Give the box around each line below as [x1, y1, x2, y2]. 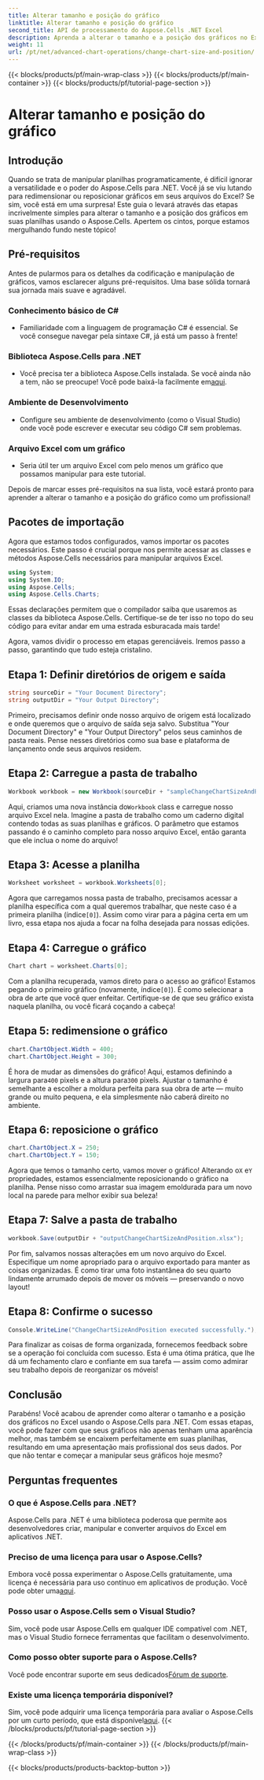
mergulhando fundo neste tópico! [8, 225, 116, 234]
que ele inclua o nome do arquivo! [8, 835, 119, 845]
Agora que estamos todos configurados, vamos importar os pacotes [8, 537, 229, 546]
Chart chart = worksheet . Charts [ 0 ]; [8, 962, 128, 970]
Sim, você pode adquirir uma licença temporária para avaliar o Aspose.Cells [8, 1708, 254, 1717]
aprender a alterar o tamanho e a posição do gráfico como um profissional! [8, 493, 251, 502]
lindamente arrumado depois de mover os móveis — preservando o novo [8, 1273, 244, 1283]
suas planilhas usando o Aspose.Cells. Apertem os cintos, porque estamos [8, 217, 250, 225]
